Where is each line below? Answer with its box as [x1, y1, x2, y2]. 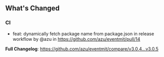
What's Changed [5, 4, 60, 13]
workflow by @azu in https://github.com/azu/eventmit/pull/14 [12, 36, 141, 42]
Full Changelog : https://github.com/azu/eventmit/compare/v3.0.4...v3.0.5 [5, 45, 158, 52]
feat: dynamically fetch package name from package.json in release [12, 30, 154, 37]
